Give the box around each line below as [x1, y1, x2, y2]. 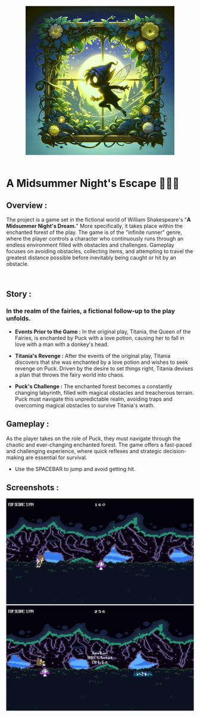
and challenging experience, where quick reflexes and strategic [6, 447, 162, 454]
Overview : [6, 200, 48, 210]
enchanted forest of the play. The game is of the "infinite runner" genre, [6, 229, 183, 236]
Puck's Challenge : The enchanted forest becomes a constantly [14, 382, 173, 389]
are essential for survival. [25, 454, 87, 461]
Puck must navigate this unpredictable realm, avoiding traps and [14, 395, 173, 403]
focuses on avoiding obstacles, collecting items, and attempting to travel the [6, 248, 193, 255]
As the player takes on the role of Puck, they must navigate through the [6, 435, 181, 442]
